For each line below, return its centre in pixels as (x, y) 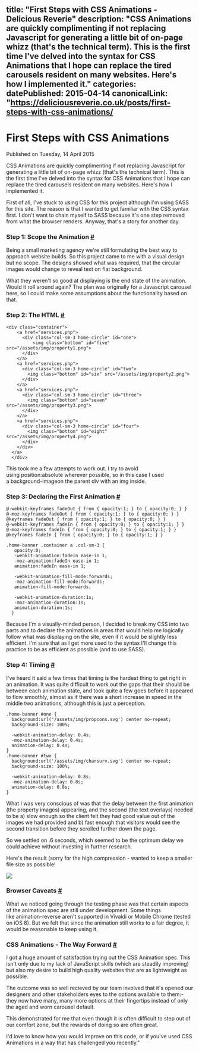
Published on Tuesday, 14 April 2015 (50, 154)
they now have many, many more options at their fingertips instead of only (97, 1001)
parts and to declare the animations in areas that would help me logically (95, 630)
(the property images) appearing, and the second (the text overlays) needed (99, 810)
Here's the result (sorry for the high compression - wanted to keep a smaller (99, 858)
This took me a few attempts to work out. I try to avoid (72, 468)
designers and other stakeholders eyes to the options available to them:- (95, 994)
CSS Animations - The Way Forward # (61, 944)
